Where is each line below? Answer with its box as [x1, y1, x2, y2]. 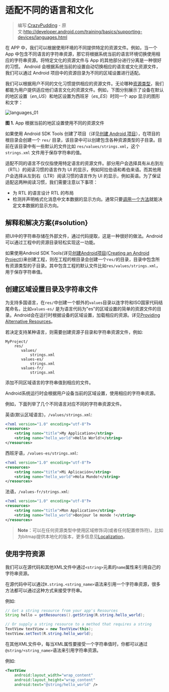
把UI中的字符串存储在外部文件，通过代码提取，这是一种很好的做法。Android [5, 233, 163, 239]
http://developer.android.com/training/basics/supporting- [23, 28, 142, 34]
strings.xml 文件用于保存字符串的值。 [5, 149, 84, 155]
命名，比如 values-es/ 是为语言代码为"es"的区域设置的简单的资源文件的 [9, 305, 157, 311]
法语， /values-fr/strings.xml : [5, 488, 69, 494]
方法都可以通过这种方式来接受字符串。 [5, 587, 84, 593]
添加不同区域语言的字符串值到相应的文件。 [5, 379, 94, 386]
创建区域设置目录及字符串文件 [5, 285, 98, 294]
